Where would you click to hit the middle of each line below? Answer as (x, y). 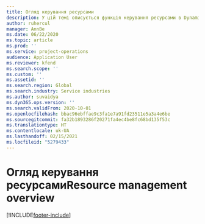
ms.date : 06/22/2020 (33, 35)
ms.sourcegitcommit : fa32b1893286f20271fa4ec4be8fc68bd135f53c (88, 119)
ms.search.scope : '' (33, 68)
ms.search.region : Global (39, 86)
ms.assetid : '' (26, 80)
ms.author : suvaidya (33, 97)
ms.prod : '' (21, 46)
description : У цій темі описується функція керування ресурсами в (94, 18)
